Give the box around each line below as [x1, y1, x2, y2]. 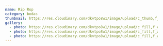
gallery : [5, 20, 23, 25]
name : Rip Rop [5, 7, 34, 12]
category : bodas [5, 11, 38, 16]
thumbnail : [5, 16, 27, 21]
